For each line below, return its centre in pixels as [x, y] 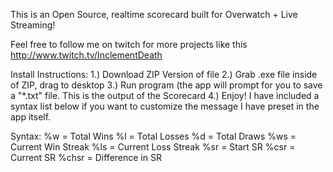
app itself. [31, 117]
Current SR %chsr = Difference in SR [86, 157]
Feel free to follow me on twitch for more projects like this [129, 44]
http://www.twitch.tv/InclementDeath [86, 55]
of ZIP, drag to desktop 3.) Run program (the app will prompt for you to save [166, 85]
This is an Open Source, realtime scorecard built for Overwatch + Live [154, 14]
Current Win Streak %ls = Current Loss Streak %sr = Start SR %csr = [153, 147]
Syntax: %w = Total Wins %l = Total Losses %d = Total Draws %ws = [153, 136]
